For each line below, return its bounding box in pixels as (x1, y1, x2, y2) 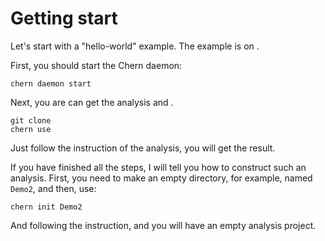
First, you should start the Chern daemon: (10, 59, 183, 71)
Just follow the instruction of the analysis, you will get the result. (10, 142, 276, 154)
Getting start (10, 7, 118, 30)
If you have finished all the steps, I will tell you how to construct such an (10, 161, 307, 173)
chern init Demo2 (10, 202, 83, 212)
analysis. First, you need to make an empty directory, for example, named (10, 172, 313, 184)
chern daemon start (10, 78, 92, 89)
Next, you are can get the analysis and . (10, 96, 174, 108)
